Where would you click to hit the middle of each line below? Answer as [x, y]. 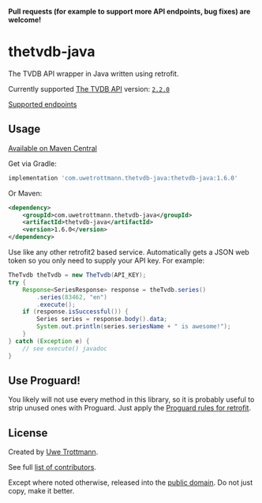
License [28, 433]
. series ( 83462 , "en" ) [72, 297]
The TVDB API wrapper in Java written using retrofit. [94, 74]
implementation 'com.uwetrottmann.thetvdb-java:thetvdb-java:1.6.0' [123, 178]
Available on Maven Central [52, 148]
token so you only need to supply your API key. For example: [107, 261]
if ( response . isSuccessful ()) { [75, 312]
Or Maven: [25, 193]
